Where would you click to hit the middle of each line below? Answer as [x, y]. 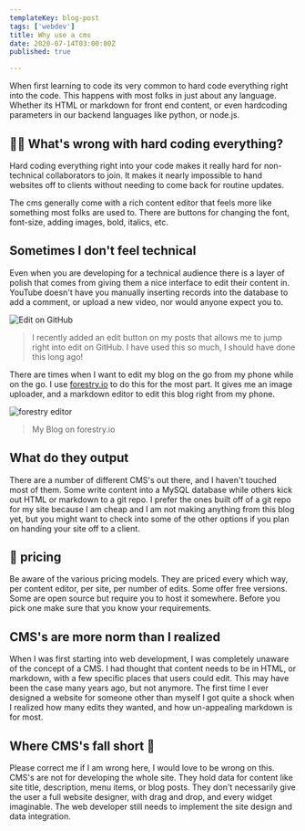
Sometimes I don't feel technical [103, 251]
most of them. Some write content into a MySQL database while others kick [151, 489]
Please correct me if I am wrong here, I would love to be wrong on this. [142, 768]
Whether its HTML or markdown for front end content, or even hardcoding [148, 105]
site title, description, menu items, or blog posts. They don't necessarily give [152, 787]
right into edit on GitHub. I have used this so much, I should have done [163, 347]
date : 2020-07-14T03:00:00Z [63, 43]
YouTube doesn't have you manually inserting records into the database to [149, 292]
